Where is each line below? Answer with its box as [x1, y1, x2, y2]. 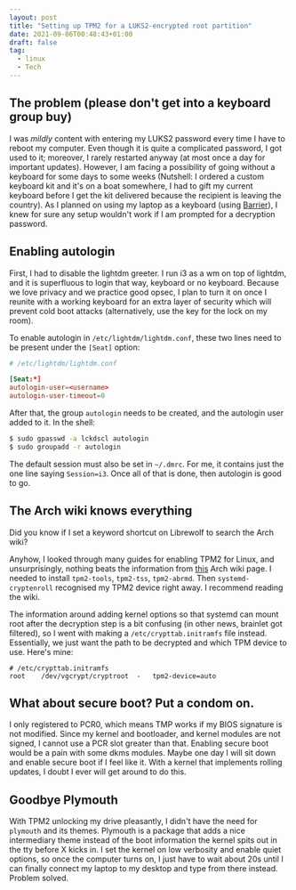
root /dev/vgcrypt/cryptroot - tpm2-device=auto [9, 671, 217, 681]
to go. [9, 477, 31, 488]
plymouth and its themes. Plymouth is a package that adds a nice [9, 825, 246, 837]
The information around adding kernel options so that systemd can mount [9, 609, 279, 619]
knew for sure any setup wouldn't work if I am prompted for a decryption [9, 208, 276, 219]
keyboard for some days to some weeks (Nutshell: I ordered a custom [9, 171, 265, 182]
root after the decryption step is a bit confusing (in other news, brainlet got [9, 618, 283, 628]
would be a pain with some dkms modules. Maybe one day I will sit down [9, 748, 276, 758]
